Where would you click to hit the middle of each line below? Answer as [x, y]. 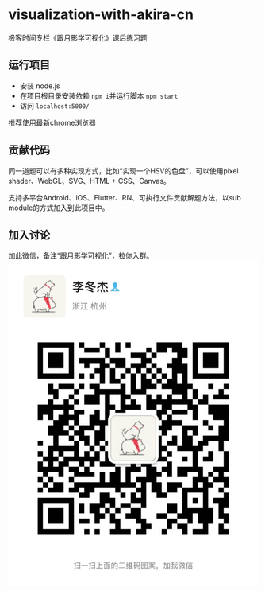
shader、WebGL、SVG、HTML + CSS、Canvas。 [89, 181]
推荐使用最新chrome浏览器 [52, 122]
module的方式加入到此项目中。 [59, 208]
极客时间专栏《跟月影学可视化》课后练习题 [78, 37]
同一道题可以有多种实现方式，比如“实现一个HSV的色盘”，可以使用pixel [124, 171]
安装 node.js [40, 86]
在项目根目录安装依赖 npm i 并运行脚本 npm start [99, 95]
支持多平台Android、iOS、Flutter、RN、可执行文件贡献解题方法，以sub [125, 197]
